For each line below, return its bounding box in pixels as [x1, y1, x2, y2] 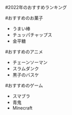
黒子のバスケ [12, 72, 39, 77]
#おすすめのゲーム [5, 82, 43, 88]
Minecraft [12, 105, 32, 111]
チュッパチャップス [12, 32, 52, 37]
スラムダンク [12, 65, 39, 71]
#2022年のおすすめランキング [5, 4, 67, 10]
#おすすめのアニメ [5, 49, 43, 54]
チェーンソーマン [12, 59, 48, 65]
